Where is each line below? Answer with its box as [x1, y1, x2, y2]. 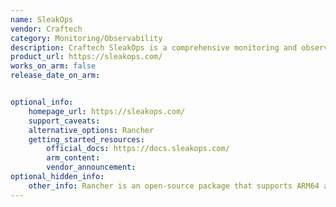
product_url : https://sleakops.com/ [10, 52, 163, 62]
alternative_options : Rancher [28, 125, 155, 135]
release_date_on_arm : [10, 71, 101, 81]
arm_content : [46, 153, 101, 163]
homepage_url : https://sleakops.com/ [28, 106, 186, 116]
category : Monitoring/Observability [10, 33, 163, 43]
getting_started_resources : [28, 134, 145, 145]
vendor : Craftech [10, 24, 83, 34]
